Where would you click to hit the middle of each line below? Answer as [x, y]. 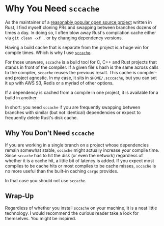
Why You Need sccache [52, 9]
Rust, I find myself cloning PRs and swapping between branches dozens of [81, 27]
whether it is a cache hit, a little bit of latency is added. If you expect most [80, 161]
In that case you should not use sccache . [46, 180]
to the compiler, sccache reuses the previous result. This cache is [71, 72]
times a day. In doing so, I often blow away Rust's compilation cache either [81, 32]
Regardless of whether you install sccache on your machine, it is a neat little [81, 208]
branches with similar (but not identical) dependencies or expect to [73, 112]
